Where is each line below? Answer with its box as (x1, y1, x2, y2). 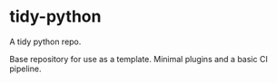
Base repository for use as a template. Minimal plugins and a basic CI (9, 53, 268, 64)
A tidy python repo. (9, 36, 82, 47)
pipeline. (9, 63, 42, 74)
